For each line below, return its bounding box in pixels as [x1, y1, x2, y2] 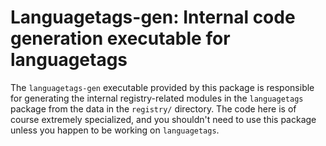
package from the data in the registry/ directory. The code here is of [10, 102, 297, 115]
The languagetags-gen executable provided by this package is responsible [10, 81, 315, 93]
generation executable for [10, 27, 231, 50]
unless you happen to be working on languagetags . [10, 124, 220, 136]
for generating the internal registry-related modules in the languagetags [10, 92, 304, 104]
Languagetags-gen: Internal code [10, 6, 296, 29]
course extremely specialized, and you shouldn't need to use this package [10, 113, 317, 125]
